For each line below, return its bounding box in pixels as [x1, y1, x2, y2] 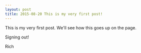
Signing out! [5, 34, 29, 40]
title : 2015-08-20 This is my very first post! [5, 12, 103, 16]
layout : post [5, 7, 31, 12]
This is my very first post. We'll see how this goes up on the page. [5, 25, 137, 30]
